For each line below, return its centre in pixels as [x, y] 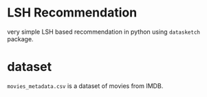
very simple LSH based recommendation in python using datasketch [104, 32]
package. [20, 39]
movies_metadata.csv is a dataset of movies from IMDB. [85, 86]
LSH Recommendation [72, 13]
